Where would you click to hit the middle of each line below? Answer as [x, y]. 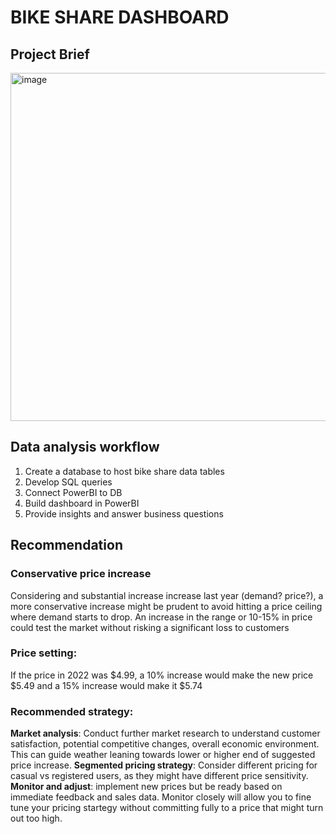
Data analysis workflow [85, 447]
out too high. [36, 818]
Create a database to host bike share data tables [124, 471]
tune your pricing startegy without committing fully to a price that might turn [167, 808]
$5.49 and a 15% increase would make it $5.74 [106, 685]
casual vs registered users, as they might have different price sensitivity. [159, 776]
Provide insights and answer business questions [124, 513]
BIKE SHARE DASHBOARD [120, 17]
